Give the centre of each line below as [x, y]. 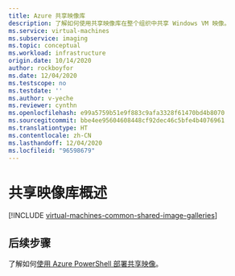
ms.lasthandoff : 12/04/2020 [56, 143]
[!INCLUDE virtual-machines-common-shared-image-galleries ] [113, 216]
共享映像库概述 [58, 193]
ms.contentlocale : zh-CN [50, 135]
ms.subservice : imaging [48, 38]
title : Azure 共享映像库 [47, 16]
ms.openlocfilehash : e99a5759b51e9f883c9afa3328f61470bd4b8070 [117, 113]
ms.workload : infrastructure [57, 53]
